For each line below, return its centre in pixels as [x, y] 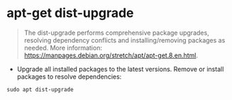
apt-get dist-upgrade [70, 13]
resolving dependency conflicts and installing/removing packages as [125, 40]
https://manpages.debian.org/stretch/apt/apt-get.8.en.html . [111, 55]
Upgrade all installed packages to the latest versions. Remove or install [120, 69]
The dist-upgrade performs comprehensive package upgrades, [117, 33]
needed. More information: [63, 48]
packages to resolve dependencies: [69, 77]
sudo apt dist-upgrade [40, 89]
